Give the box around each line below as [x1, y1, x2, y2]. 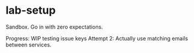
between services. [5, 41, 52, 48]
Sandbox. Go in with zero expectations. [5, 23, 103, 30]
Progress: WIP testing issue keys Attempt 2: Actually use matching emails [5, 35, 188, 42]
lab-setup [5, 4, 56, 17]
